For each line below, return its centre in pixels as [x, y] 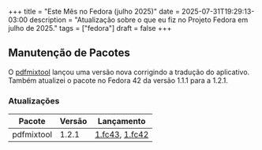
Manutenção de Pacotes [69, 53]
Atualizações [34, 100]
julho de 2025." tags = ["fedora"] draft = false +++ [90, 28]
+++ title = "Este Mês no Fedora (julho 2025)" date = [94, 11]
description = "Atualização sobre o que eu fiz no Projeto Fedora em [139, 20]
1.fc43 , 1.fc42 [122, 135]
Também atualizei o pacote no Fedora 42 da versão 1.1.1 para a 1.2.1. [118, 80]
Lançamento [122, 122]
